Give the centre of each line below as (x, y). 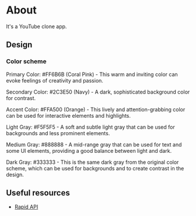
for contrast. (21, 98)
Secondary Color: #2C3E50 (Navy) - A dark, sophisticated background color (98, 92)
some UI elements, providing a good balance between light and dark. (89, 150)
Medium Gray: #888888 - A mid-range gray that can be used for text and (94, 145)
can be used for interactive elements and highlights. (69, 115)
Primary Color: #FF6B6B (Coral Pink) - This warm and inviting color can (92, 74)
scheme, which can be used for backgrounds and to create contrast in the (95, 168)
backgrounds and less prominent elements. (58, 133)
